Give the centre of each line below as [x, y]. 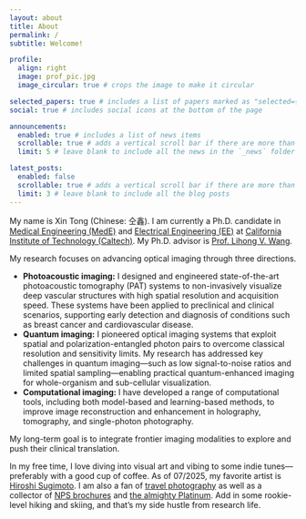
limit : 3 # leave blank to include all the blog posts [124, 193]
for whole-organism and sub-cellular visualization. [117, 382]
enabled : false [46, 177]
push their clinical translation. [65, 448]
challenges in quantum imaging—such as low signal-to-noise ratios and [157, 363]
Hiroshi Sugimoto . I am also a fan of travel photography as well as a [136, 485]
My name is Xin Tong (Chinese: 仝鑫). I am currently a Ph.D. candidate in [145, 220]
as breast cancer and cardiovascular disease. [108, 324]
